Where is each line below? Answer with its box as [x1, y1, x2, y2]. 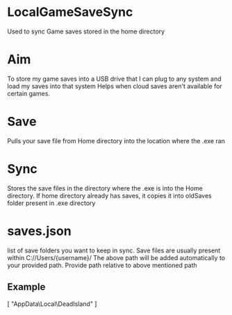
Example [7, 281, 46, 293]
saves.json [7, 223, 72, 239]
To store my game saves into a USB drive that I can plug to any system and [7, 74, 222, 83]
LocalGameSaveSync [7, 4, 133, 20]
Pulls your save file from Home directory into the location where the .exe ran [7, 136, 226, 145]
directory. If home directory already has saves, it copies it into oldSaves [7, 191, 212, 200]
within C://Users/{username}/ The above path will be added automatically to [7, 253, 226, 261]
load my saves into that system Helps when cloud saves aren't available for [7, 81, 222, 90]
